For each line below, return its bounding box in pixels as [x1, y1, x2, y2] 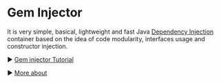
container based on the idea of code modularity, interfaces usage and [7, 34, 205, 43]
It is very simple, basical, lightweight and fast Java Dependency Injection [7, 27, 214, 36]
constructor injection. [7, 42, 68, 50]
